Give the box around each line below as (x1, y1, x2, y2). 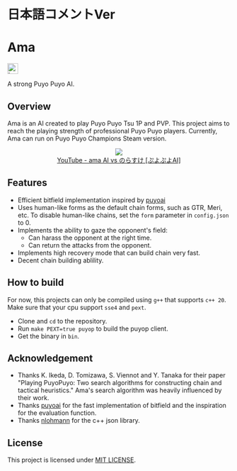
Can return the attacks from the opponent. (28, 240, 152, 249)
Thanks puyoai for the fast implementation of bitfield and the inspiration (17, 401, 226, 410)
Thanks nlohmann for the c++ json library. (17, 416, 140, 425)
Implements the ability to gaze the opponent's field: (17, 226, 168, 234)
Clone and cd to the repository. (17, 316, 108, 325)
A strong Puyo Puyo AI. (7, 79, 75, 89)
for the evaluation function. (17, 409, 97, 417)
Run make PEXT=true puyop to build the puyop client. (17, 324, 168, 333)
